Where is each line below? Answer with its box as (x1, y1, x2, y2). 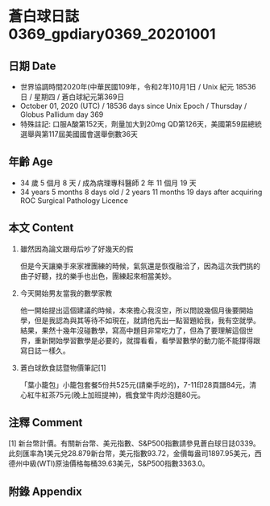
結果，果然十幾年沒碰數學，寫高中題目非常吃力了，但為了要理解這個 (19, 326, 247, 335)
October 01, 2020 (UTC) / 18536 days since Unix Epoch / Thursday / (19, 102, 247, 110)
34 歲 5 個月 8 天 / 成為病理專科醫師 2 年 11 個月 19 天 (19, 178, 197, 188)
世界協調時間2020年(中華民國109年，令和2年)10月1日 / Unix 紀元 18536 (19, 82, 256, 91)
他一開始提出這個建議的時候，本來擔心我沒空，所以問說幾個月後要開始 (19, 305, 254, 315)
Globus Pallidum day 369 (19, 110, 104, 119)
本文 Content (8, 221, 74, 234)
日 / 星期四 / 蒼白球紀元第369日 (19, 92, 125, 102)
